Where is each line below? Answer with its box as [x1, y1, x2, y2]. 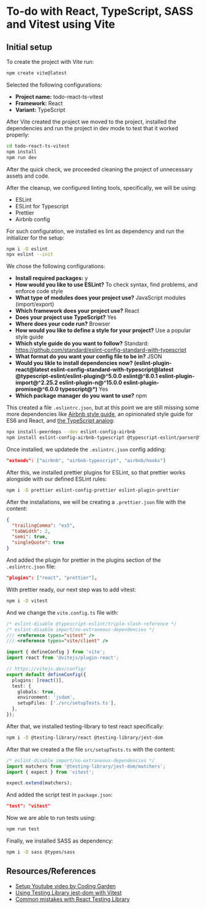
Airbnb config [15, 215, 50, 222]
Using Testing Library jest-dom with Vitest [15, 889, 122, 896]
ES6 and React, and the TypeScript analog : [6, 417, 115, 425]
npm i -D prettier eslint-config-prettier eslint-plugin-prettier [6, 487, 180, 493]
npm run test [6, 826, 40, 832]
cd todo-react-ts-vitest [6, 143, 70, 149]
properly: [6, 131, 29, 138]
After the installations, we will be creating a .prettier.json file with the [6, 498, 186, 505]
